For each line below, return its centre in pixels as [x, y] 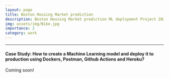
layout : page [19, 10]
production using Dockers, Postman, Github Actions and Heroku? [75, 59]
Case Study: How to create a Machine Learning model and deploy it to [79, 53]
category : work [21, 33]
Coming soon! [20, 70]
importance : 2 [20, 28]
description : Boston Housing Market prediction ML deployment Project [81, 19]
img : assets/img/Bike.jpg [32, 24]
